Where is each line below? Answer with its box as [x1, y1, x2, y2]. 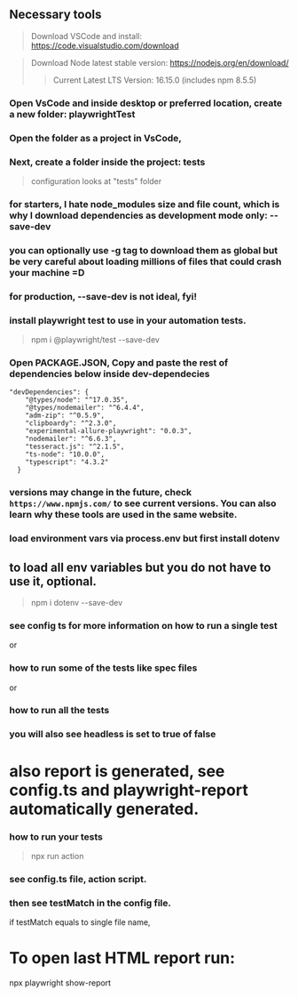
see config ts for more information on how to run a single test [9, 619, 278, 631]
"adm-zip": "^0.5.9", [25, 411, 105, 421]
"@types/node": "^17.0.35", [25, 396, 129, 405]
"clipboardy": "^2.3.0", [25, 419, 117, 428]
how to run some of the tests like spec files [9, 662, 198, 674]
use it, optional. [9, 574, 98, 589]
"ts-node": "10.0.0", [25, 450, 105, 459]
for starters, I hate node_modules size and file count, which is [9, 197, 280, 210]
